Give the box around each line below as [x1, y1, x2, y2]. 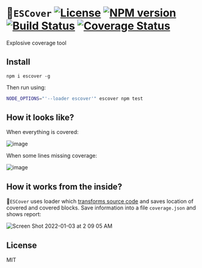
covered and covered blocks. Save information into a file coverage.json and [6, 204, 197, 211]
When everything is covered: [6, 129, 79, 136]
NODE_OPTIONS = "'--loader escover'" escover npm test [6, 95, 143, 102]
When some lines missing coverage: [6, 152, 98, 160]
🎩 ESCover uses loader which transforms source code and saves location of [6, 198, 194, 205]
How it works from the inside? [6, 182, 123, 192]
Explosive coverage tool [6, 39, 67, 46]
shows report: [6, 211, 41, 218]
